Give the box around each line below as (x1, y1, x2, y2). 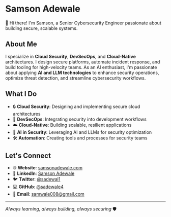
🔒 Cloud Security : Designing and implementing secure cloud (12, 103, 140, 110)
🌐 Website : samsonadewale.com (12, 165, 83, 171)
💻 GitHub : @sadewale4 (12, 184, 64, 190)
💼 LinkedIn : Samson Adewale (12, 170, 75, 176)
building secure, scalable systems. (5, 25, 78, 31)
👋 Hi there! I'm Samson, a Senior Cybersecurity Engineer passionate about (5, 20, 161, 26)
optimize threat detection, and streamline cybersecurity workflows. (5, 75, 146, 81)
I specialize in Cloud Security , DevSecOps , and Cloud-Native (5, 53, 136, 59)
